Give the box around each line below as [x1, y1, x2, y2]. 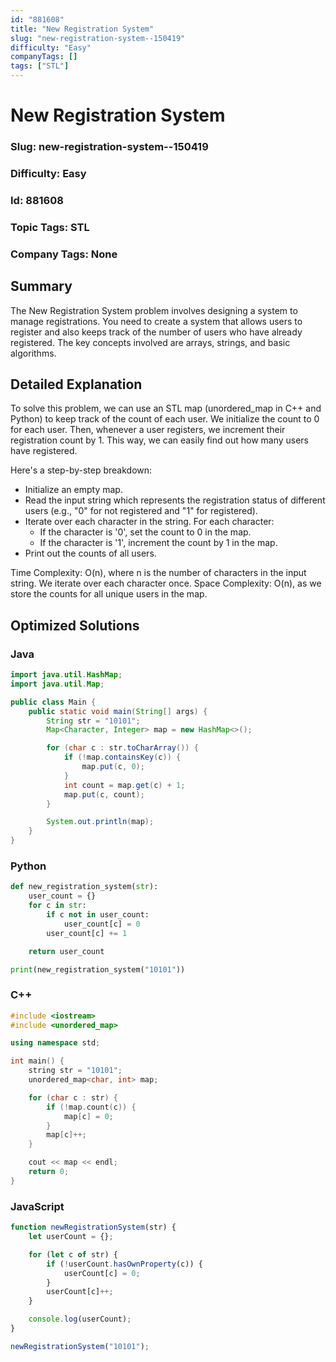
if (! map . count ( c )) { [46, 1102, 137, 1112]
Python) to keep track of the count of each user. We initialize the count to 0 [10, 413, 320, 425]
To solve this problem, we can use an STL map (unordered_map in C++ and [10, 402, 322, 415]
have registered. [10, 445, 78, 457]
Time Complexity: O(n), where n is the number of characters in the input [10, 567, 307, 579]
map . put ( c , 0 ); [81, 762, 145, 772]
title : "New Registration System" [10, 24, 155, 34]
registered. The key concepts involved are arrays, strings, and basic [10, 336, 291, 348]
